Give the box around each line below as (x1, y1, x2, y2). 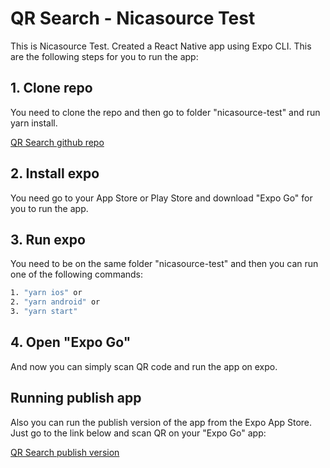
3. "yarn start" (10, 307, 78, 317)
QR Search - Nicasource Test (10, 7, 256, 30)
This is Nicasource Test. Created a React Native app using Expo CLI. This (10, 40, 312, 52)
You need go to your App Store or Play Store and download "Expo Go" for (10, 192, 313, 204)
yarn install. (10, 117, 58, 129)
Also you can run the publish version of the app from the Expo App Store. (10, 416, 313, 428)
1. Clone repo (10, 80, 93, 97)
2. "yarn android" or (10, 297, 101, 307)
